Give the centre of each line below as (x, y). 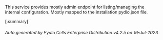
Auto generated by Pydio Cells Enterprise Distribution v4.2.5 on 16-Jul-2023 (82, 32)
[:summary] (17, 21)
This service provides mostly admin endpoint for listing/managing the (75, 7)
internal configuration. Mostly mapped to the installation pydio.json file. (76, 12)
